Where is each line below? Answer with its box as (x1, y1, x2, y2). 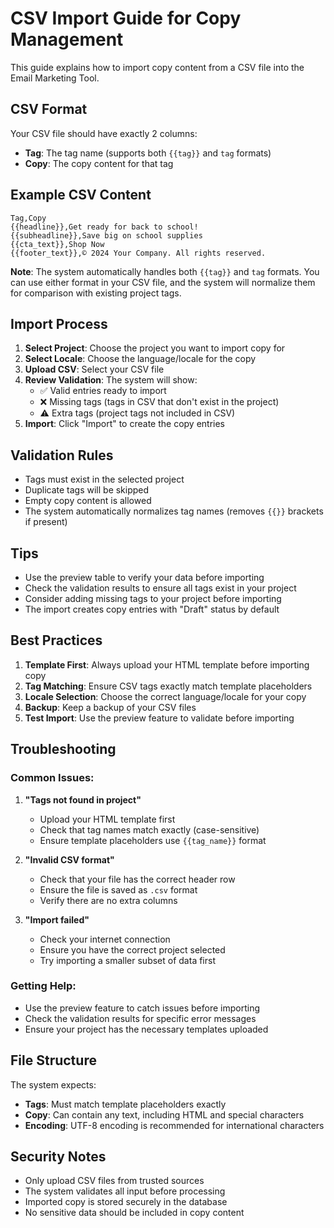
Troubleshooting (10, 741, 117, 758)
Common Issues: (10, 771, 95, 785)
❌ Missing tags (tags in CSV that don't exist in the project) (39, 396, 280, 408)
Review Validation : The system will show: (24, 374, 198, 386)
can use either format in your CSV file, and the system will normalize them (10, 276, 316, 288)
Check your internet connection (39, 933, 171, 945)
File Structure (10, 1052, 97, 1069)
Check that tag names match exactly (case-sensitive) (39, 823, 260, 836)
